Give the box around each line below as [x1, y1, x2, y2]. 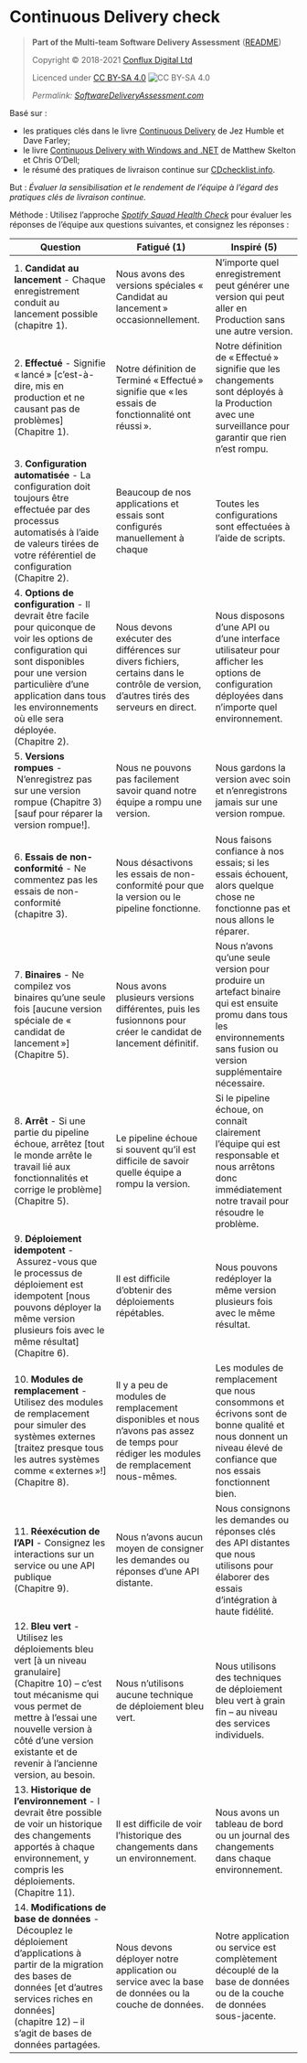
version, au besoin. [14, 1768, 96, 1780]
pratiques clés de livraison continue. [9, 191, 146, 202]
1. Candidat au [14, 262, 79, 274]
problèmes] [14, 413, 64, 426]
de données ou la [115, 1986, 190, 1999]
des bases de [14, 1969, 72, 1982]
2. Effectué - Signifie [14, 357, 107, 369]
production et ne [14, 390, 85, 403]
